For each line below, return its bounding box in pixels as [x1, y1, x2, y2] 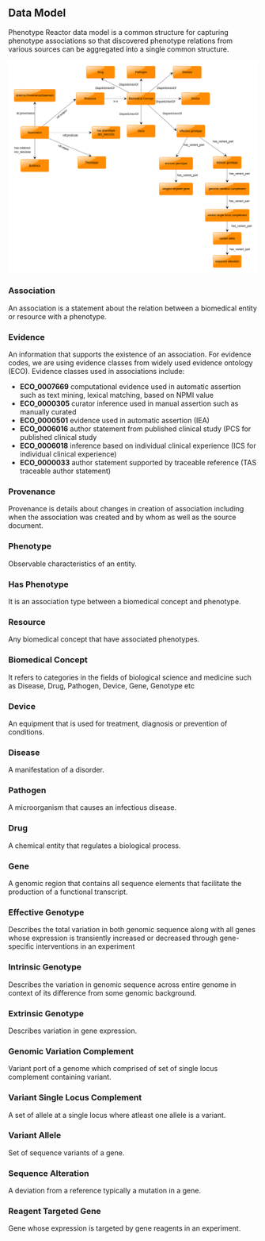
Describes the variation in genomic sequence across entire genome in [8, 980, 237, 989]
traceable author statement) [19, 466, 112, 476]
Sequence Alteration [8, 1167, 89, 1178]
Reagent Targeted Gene [8, 1206, 101, 1217]
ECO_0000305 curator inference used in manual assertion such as [19, 399, 239, 408]
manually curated [19, 407, 77, 417]
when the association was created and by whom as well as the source [8, 512, 237, 522]
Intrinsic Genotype [8, 962, 81, 973]
